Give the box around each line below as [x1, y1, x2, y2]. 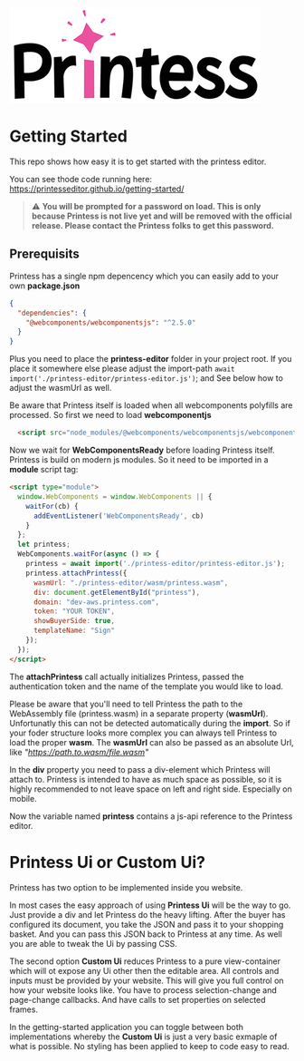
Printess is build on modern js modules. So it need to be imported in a [9, 454, 269, 465]
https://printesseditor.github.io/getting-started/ [9, 183, 185, 194]
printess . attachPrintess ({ [25, 569, 128, 578]
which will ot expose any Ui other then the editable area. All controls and [9, 965, 280, 976]
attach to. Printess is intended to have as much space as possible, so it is [9, 774, 282, 784]
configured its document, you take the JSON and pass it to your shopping [9, 919, 284, 930]
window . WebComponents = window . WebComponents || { [17, 492, 213, 501]
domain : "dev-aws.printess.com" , [33, 598, 160, 607]
